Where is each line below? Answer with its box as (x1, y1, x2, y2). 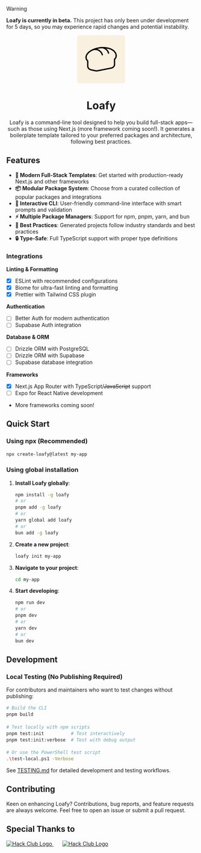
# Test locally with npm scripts (6, 724, 90, 730)
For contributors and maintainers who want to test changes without (6, 686, 173, 693)
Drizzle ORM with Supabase (14, 352, 85, 359)
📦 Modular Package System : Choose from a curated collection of (14, 184, 181, 192)
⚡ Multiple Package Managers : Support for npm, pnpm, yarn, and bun (14, 213, 190, 220)
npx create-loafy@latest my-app (6, 451, 87, 457)
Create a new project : (14, 540, 70, 548)
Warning (6, 5, 27, 12)
